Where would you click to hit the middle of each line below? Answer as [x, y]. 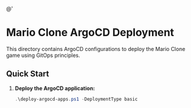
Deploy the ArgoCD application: [55, 88]
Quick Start [28, 74]
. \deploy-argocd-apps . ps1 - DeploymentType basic [76, 99]
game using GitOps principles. [43, 55]
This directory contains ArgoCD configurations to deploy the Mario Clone [96, 49]
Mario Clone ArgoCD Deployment [90, 33]
